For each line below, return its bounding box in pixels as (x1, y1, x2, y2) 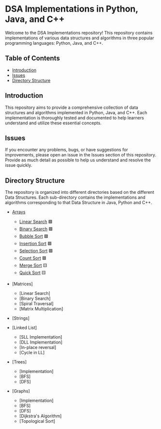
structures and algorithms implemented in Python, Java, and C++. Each (5, 109, 147, 115)
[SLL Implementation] (19, 334, 62, 340)
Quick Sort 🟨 (19, 270, 46, 275)
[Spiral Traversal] (19, 301, 54, 307)
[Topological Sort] (19, 418, 56, 424)
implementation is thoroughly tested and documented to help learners (5, 115, 144, 120)
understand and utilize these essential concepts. (5, 120, 102, 126)
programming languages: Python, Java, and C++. (5, 40, 103, 46)
